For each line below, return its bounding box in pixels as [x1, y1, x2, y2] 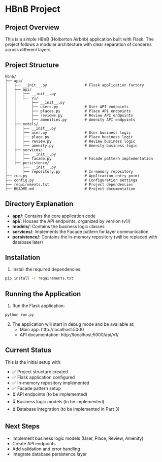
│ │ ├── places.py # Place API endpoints [5, 109, 131, 114]
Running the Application [5, 290, 81, 298]
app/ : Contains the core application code [12, 213, 96, 219]
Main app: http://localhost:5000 [19, 327, 84, 332]
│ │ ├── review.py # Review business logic [5, 139, 135, 144]
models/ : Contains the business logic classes [12, 223, 105, 229]
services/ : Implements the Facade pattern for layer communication [12, 229, 149, 234]
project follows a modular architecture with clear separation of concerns [5, 41, 152, 47]
